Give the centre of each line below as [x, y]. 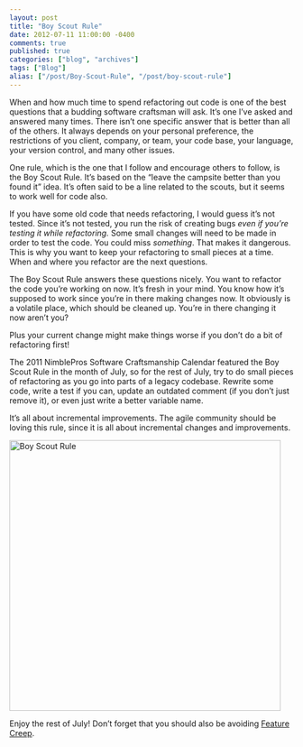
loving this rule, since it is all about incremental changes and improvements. [150, 427]
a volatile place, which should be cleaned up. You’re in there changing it [143, 308]
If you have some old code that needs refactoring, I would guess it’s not [142, 214]
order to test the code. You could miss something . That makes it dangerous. [150, 242]
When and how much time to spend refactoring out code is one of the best [148, 102]
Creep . [22, 733]
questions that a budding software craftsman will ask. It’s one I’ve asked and [151, 111]
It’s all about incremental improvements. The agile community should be [143, 418]
